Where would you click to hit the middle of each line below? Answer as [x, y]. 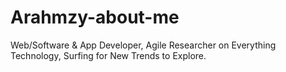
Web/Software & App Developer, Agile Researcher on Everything [143, 45]
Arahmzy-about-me [95, 17]
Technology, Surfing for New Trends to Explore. [108, 55]
